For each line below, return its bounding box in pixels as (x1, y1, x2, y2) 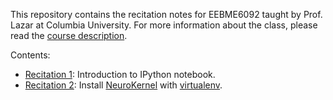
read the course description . (10, 30, 128, 41)
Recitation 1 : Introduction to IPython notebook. (24, 69, 216, 80)
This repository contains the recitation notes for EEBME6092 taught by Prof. (10, 9, 323, 20)
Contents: (10, 49, 51, 61)
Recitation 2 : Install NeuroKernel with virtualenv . (24, 79, 223, 91)
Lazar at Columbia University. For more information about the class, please (10, 19, 318, 31)
